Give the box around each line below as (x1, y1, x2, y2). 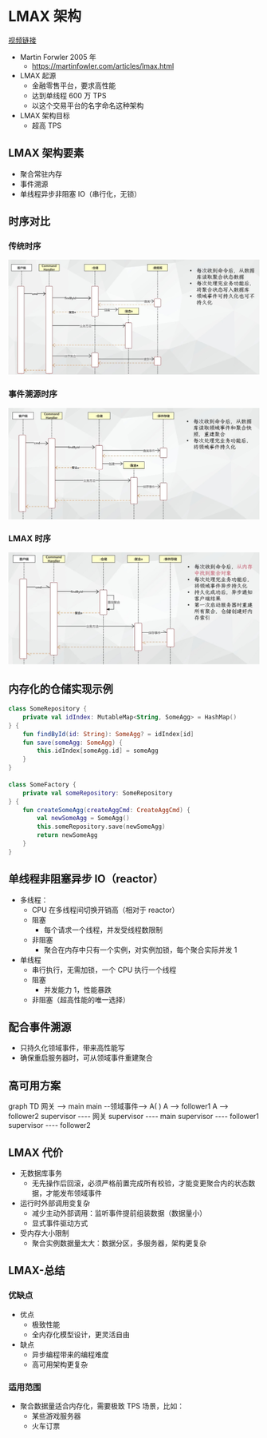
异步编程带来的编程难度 (31, 1349, 109, 1359)
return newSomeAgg (37, 831, 98, 839)
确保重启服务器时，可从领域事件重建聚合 (19, 1053, 153, 1063)
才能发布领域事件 (45, 1189, 102, 1198)
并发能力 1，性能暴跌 (43, 985, 112, 994)
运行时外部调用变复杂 (19, 1198, 90, 1208)
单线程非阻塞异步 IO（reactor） (8, 872, 164, 886)
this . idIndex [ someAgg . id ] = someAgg (37, 747, 159, 755)
